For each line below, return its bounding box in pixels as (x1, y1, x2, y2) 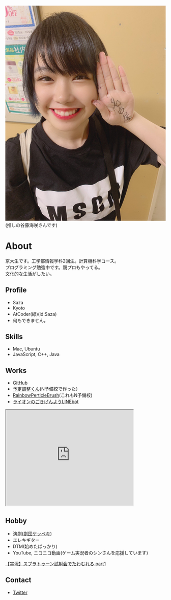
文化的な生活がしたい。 (5, 271, 54, 277)
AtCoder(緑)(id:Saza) (12, 310, 57, 317)
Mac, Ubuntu (12, 346, 40, 352)
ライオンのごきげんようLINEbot (12, 398, 79, 405)
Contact (5, 576, 32, 585)
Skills (5, 332, 23, 341)
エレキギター (12, 537, 40, 543)
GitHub (12, 380, 28, 386)
